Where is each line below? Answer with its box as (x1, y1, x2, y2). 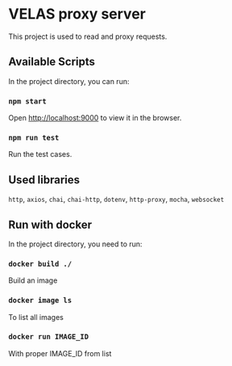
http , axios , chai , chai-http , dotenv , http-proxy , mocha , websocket (8, 195, 225, 204)
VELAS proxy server (8, 5, 147, 23)
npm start (8, 96, 47, 106)
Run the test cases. (8, 149, 72, 159)
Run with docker (8, 217, 93, 231)
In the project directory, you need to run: (8, 239, 143, 249)
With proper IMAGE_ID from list (8, 348, 112, 358)
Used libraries (8, 173, 81, 187)
